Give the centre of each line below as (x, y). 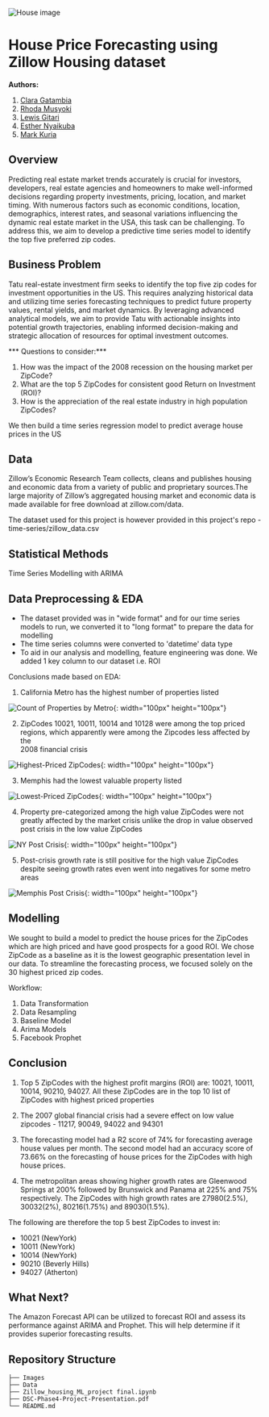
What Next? (39, 1298)
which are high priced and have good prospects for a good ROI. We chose (131, 946)
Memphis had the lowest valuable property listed (101, 780)
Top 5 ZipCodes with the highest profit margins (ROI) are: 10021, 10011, (137, 1082)
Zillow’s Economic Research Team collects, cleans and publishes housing (130, 479)
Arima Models (43, 1029)
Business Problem (55, 265)
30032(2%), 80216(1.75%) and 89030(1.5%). (95, 1206)
